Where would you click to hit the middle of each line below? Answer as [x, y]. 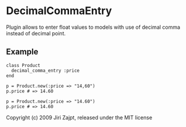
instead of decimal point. [36, 33]
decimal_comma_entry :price [46, 71]
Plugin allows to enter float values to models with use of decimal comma [93, 27]
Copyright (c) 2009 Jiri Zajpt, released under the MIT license [79, 117]
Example [22, 52]
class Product [23, 65]
